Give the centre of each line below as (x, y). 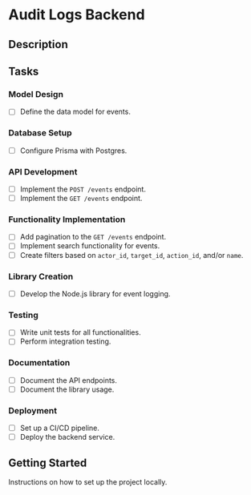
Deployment (33, 410)
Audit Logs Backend (77, 15)
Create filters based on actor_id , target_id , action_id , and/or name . (132, 255)
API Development (43, 171)
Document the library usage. (67, 389)
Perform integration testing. (65, 341)
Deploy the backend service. (67, 437)
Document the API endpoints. (69, 380)
